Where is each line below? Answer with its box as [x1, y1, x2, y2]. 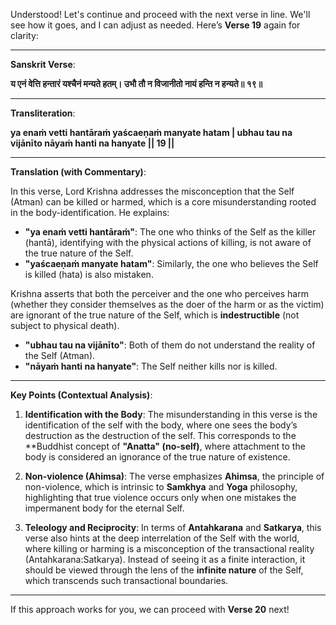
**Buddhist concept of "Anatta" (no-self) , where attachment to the [24, 440, 306, 452]
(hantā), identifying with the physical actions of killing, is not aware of [24, 237, 312, 248]
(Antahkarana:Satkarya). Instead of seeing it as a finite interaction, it [24, 554, 306, 565]
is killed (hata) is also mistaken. [24, 269, 154, 280]
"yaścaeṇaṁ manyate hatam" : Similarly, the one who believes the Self [24, 258, 319, 269]
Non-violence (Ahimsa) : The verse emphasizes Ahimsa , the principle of [24, 470, 325, 482]
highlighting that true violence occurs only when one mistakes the [24, 492, 297, 503]
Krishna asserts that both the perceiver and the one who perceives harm [10, 288, 309, 299]
